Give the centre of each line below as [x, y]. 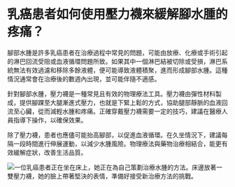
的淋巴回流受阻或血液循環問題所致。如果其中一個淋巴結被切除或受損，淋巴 [114, 61]
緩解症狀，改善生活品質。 [50, 152]
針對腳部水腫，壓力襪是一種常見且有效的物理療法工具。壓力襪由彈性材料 [111, 93]
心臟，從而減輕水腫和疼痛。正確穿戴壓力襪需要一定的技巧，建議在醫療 [120, 111]
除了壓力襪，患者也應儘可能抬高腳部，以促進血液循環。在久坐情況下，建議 [114, 134]
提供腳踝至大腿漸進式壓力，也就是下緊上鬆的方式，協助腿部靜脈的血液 [120, 102]
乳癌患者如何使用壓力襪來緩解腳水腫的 [118, 14]
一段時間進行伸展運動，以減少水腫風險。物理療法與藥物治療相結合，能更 [117, 144]
